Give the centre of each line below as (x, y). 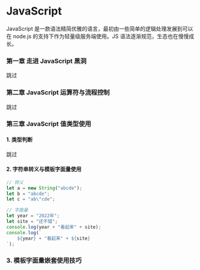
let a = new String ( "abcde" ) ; (44, 188)
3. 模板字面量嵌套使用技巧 (44, 260)
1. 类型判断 (20, 140)
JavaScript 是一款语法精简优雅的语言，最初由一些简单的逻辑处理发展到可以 (100, 28)
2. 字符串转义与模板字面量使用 (44, 169)
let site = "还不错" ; (32, 222)
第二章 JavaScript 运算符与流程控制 (58, 93)
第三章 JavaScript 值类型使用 (49, 124)
